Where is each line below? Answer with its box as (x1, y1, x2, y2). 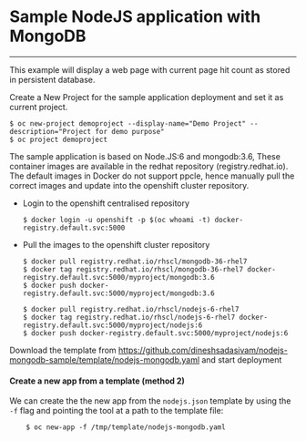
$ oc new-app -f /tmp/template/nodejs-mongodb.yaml (25, 423, 226, 432)
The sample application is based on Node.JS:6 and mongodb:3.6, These (9, 150, 280, 161)
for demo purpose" (95, 127, 166, 136)
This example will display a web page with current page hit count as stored (9, 64, 291, 75)
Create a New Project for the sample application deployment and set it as (9, 91, 284, 102)
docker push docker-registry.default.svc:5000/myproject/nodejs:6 (31, 328, 289, 338)
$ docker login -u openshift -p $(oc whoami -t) (22, 215, 211, 224)
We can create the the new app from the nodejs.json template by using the (9, 395, 291, 406)
